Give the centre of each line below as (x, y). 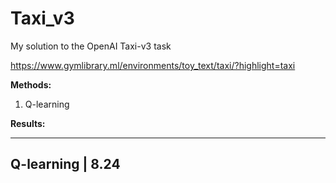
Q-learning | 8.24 (65, 164)
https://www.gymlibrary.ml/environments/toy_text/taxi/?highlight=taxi (153, 65)
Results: (28, 123)
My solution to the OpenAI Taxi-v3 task (91, 46)
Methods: (31, 84)
